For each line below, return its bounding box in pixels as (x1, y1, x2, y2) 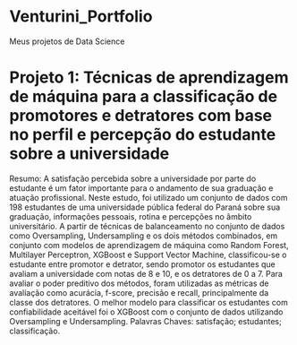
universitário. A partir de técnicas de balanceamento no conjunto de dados (9, 220, 285, 231)
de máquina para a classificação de (9, 87, 278, 107)
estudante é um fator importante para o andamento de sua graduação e (9, 182, 274, 194)
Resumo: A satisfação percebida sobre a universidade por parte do (9, 173, 257, 184)
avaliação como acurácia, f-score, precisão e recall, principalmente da (9, 287, 269, 298)
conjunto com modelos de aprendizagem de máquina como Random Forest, (9, 239, 289, 250)
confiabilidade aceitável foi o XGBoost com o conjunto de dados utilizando (9, 306, 284, 317)
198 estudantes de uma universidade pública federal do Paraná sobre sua (9, 202, 281, 212)
